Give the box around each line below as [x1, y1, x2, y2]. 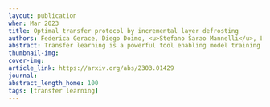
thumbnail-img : [8, 49, 59, 57]
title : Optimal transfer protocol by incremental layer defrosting [8, 27, 239, 35]
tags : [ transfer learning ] [8, 86, 99, 95]
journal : [8, 72, 38, 80]
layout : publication [8, 11, 78, 20]
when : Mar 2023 [8, 19, 59, 27]
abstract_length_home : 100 [8, 79, 99, 87]
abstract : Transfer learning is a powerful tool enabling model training [8, 42, 261, 50]
